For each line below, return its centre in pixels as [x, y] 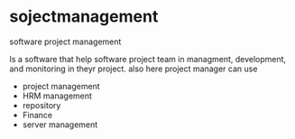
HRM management [57, 96]
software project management [65, 42]
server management [60, 125]
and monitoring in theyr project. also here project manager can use [134, 69]
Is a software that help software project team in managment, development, [148, 59]
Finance [37, 115]
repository [41, 105]
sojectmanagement [84, 17]
